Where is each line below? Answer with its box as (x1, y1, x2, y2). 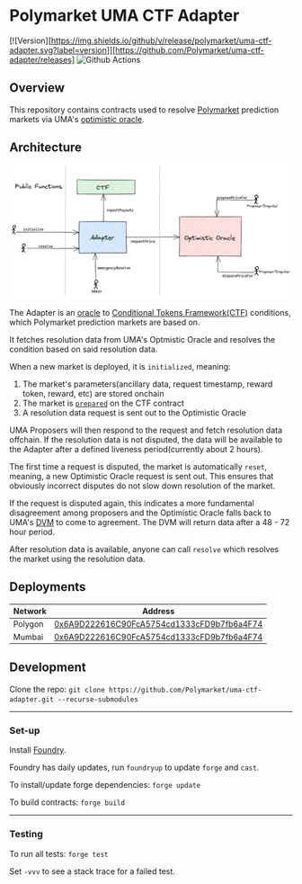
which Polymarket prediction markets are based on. (9, 317, 200, 327)
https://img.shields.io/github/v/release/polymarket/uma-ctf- (50, 35, 272, 46)
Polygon (13, 619, 44, 630)
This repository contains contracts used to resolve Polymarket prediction (9, 104, 280, 115)
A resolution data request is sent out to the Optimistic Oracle (22, 406, 247, 418)
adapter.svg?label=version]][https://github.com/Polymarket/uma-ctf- (9, 44, 265, 55)
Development (9, 660, 87, 675)
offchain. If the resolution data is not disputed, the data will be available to (9, 433, 283, 445)
